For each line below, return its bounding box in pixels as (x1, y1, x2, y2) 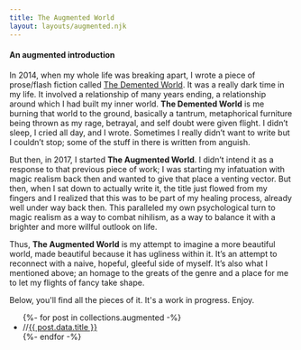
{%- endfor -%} (22, 331, 82, 342)
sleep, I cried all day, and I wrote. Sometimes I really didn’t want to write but (9, 127, 290, 138)
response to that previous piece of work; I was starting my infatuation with (9, 163, 286, 174)
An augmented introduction (9, 50, 115, 60)
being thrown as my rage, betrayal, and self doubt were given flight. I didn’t (9, 117, 288, 128)
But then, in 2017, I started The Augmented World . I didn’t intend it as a (9, 154, 274, 165)
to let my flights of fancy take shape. (9, 277, 145, 288)
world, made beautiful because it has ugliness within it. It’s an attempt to (9, 248, 278, 259)
